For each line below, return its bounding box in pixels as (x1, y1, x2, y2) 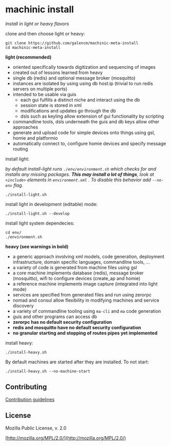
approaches (12, 124, 38, 130)
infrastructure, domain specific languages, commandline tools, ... (12, 258, 150, 265)
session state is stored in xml (20, 102, 82, 108)
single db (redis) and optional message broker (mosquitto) (12, 75, 136, 81)
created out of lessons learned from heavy (12, 69, 103, 76)
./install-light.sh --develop (5, 211, 70, 216)
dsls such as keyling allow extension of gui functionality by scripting (20, 113, 164, 119)
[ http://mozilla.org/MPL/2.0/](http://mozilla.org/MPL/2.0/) (5, 435, 126, 441)
